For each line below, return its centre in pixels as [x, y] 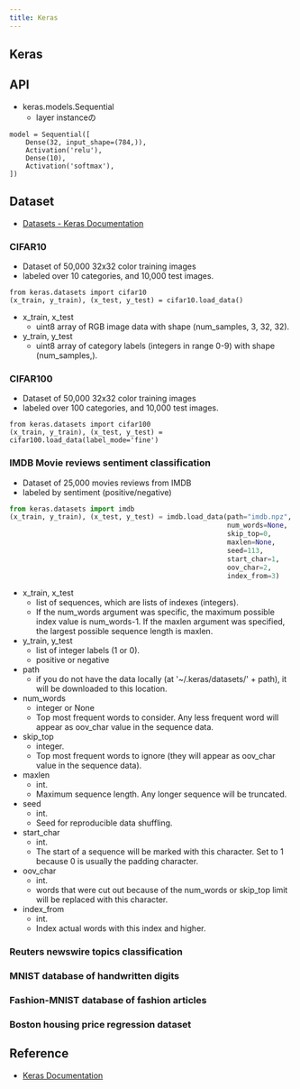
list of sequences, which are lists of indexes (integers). [137, 603]
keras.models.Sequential [68, 106]
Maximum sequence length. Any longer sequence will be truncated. [161, 794]
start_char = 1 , [253, 559]
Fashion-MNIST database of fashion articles [108, 1001]
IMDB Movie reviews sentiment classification [110, 463]
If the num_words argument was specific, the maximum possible [155, 612]
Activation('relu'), [64, 150]
